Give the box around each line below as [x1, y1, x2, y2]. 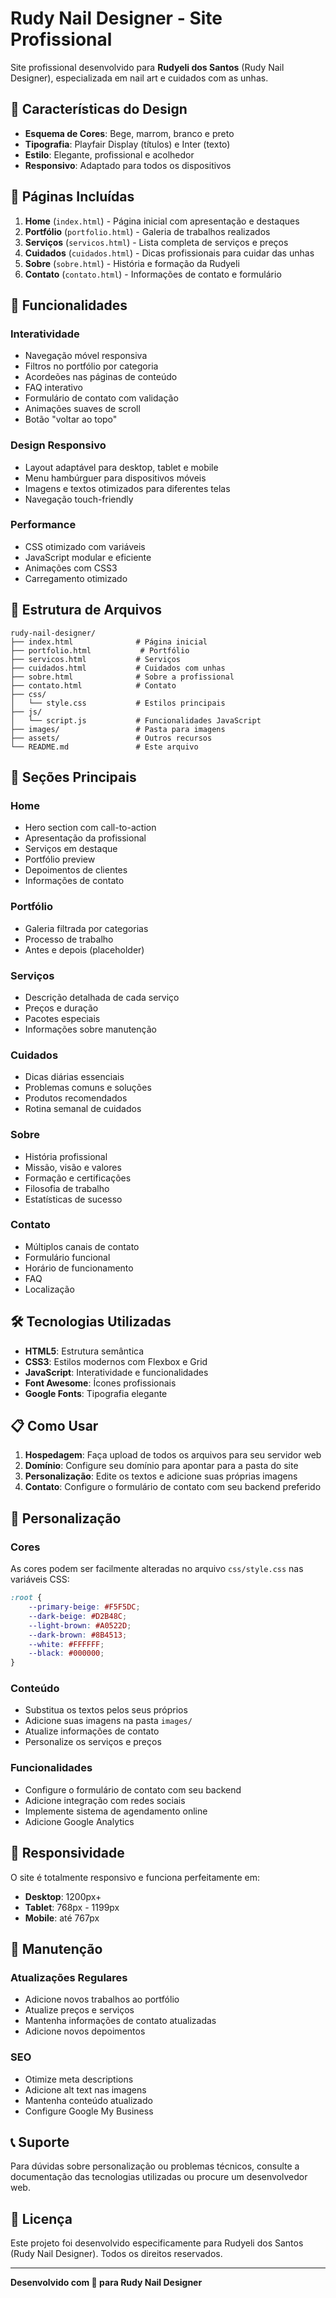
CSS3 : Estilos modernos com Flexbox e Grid [24, 1355, 208, 1367]
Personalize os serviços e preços [24, 1736, 162, 1748]
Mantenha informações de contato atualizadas [24, 2015, 217, 2027]
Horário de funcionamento [24, 1262, 134, 1274]
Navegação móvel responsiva [24, 350, 148, 362]
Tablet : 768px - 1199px [24, 1901, 120, 1913]
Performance [10, 518, 77, 532]
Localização [24, 1283, 75, 1295]
